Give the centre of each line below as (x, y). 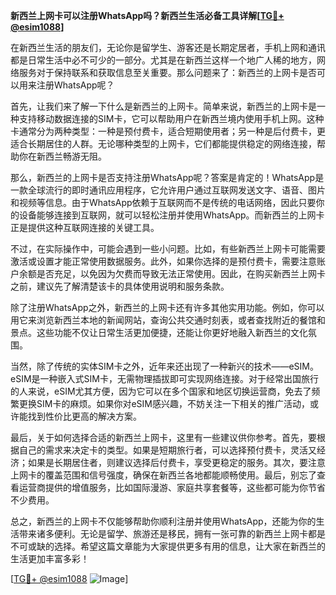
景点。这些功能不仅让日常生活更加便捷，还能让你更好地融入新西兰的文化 (159, 332)
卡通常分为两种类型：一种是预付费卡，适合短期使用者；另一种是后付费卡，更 (168, 131)
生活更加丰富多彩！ (50, 558)
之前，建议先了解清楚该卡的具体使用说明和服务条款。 (120, 286)
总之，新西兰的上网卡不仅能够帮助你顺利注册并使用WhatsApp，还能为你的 (163, 521)
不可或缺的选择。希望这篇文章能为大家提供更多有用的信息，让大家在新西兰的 (168, 546)
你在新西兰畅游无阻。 (62, 156)
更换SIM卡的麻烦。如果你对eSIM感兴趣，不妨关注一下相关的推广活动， (164, 403)
